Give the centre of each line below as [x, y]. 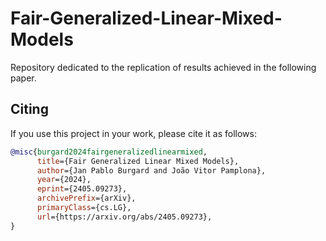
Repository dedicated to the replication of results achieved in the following [163, 67]
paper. [23, 78]
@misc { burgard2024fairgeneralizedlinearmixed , [109, 152]
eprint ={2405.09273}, [82, 189]
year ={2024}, [64, 180]
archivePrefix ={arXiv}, [86, 198]
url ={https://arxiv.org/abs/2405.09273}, [124, 217]
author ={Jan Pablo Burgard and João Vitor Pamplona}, [151, 170]
